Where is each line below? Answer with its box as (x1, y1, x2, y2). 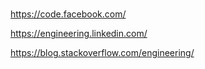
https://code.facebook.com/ (10, 8, 127, 20)
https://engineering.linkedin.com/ (10, 28, 148, 40)
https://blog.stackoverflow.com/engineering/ (10, 47, 195, 59)
